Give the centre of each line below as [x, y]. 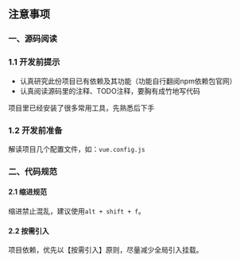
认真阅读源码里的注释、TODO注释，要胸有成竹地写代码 [110, 91]
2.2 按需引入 [29, 231]
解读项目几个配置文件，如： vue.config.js [77, 148]
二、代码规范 [33, 171]
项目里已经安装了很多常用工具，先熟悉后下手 [81, 108]
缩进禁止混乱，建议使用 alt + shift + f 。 [77, 211]
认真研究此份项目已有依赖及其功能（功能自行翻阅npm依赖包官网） [128, 81]
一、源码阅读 [33, 39]
